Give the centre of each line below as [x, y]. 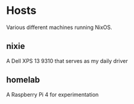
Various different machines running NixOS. [59, 27]
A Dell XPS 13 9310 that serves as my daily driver [67, 60]
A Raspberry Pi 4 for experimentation [53, 94]
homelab [23, 80]
